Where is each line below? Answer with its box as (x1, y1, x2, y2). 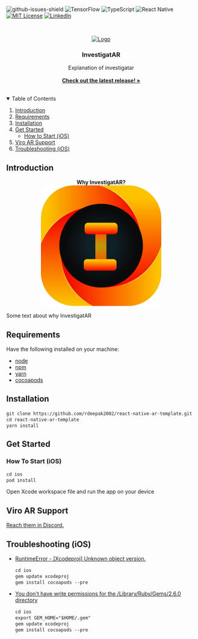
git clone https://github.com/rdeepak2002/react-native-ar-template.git (6, 411, 193, 417)
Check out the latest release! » (62, 77, 140, 84)
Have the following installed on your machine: (6, 345, 119, 353)
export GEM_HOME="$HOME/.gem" (14, 615, 91, 621)
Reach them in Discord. (6, 521, 64, 529)
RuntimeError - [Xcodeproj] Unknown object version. (14, 555, 146, 562)
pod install (6, 477, 36, 483)
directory (14, 597, 38, 604)
